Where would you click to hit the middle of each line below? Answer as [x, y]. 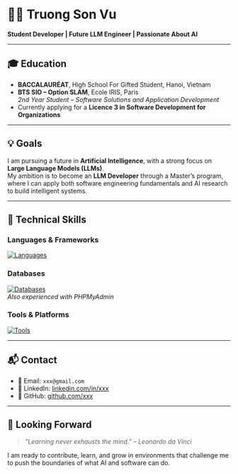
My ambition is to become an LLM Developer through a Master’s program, [115, 176]
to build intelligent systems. [47, 191]
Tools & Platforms [38, 315]
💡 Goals [25, 143]
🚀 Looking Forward [50, 425]
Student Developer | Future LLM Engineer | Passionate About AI [103, 34]
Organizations [39, 114]
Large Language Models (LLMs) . [56, 168]
